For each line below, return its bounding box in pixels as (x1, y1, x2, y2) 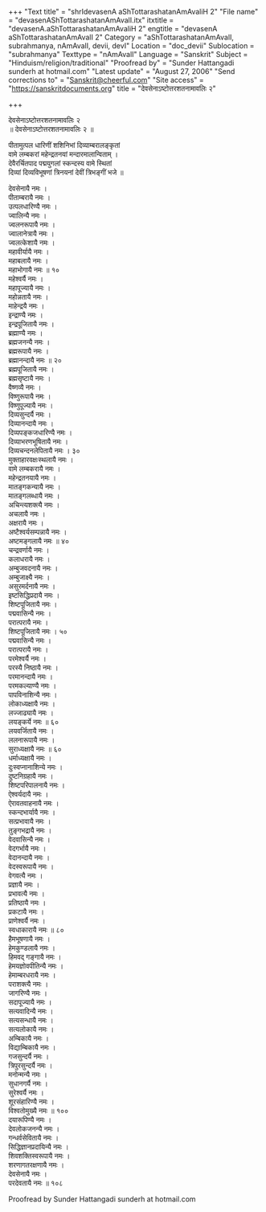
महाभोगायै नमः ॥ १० (8, 265, 60, 274)
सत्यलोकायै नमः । (8, 1025, 55, 1034)
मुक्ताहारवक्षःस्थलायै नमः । (8, 455, 74, 465)
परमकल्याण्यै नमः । (8, 681, 57, 690)
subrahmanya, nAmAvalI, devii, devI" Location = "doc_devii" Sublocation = (8, 41, 255, 51)
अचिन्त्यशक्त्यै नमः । (8, 500, 60, 510)
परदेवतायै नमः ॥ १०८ (8, 1178, 63, 1188)
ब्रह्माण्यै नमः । (8, 329, 43, 338)
